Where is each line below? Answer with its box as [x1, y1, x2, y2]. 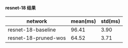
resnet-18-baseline [8, 26, 56, 33]
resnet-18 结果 [5, 5, 36, 11]
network [26, 18, 47, 25]
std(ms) [100, 18, 120, 25]
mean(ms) [71, 18, 96, 25]
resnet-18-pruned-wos [8, 34, 67, 41]
